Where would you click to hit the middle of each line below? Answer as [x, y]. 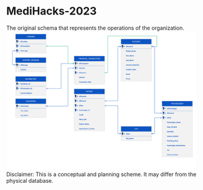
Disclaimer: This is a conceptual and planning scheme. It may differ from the [101, 174]
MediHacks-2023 [52, 11]
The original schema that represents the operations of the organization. [95, 28]
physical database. [30, 181]
